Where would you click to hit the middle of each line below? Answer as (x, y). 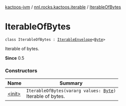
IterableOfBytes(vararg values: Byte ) (71, 91)
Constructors (21, 71)
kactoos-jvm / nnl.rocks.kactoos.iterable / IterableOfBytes (63, 7)
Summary (71, 83)
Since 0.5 (15, 58)
